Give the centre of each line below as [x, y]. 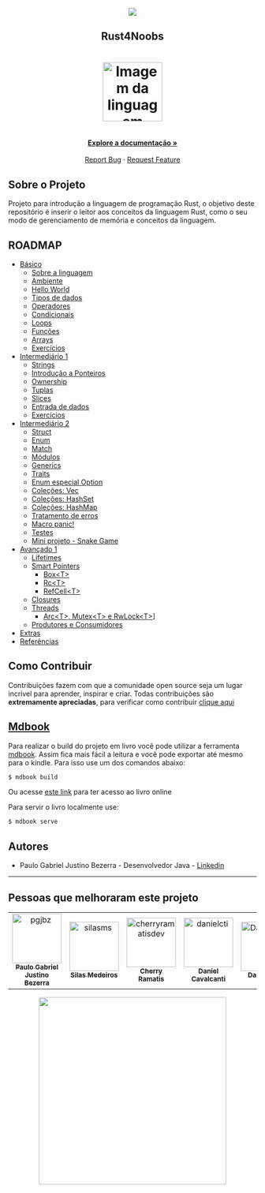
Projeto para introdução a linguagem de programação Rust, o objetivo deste [131, 204]
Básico [30, 264]
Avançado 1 [38, 549]
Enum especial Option [67, 482]
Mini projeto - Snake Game [75, 540]
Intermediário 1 [44, 356]
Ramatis [151, 979]
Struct [41, 432]
